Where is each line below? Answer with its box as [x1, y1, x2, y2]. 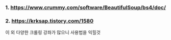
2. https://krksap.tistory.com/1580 [5, 17, 94, 24]
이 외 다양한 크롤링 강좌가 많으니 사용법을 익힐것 [5, 29, 101, 35]
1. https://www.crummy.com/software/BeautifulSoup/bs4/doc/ [5, 4, 166, 11]
